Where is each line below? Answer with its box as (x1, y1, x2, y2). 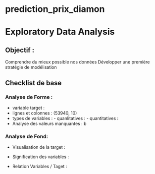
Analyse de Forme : (5, 93, 53, 100)
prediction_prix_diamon (5, 3, 105, 15)
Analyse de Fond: (5, 133, 49, 140)
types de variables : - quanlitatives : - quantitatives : (12, 115, 119, 121)
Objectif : (5, 46, 35, 54)
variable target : (12, 105, 45, 111)
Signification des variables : (12, 154, 69, 160)
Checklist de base (5, 78, 62, 87)
